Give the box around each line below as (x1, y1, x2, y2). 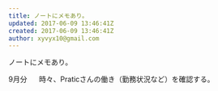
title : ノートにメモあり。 (8, 11, 88, 20)
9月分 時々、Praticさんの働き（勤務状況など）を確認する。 (8, 74, 215, 85)
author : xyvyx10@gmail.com (8, 34, 100, 43)
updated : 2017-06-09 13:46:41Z (8, 19, 114, 27)
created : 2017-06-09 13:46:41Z (8, 27, 114, 35)
